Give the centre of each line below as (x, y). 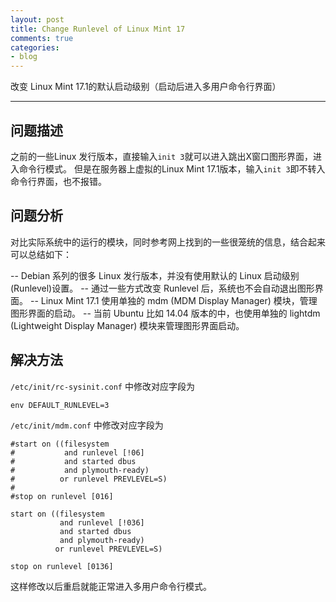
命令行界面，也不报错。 (58, 181)
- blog (24, 57)
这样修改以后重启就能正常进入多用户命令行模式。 (111, 586)
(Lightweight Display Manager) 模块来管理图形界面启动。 (127, 325)
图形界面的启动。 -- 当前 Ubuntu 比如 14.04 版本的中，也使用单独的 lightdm (165, 313)
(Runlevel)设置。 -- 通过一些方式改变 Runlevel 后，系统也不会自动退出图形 (162, 288)
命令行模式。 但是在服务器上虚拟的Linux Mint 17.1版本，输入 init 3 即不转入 (172, 168)
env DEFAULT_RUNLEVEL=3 (60, 405)
